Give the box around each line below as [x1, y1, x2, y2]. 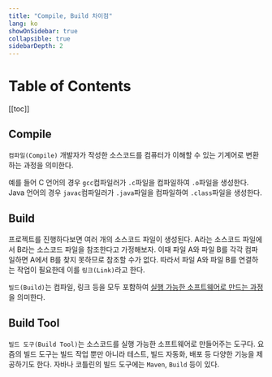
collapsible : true [8, 34, 71, 43]
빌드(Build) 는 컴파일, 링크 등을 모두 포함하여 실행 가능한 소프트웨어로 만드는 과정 [8, 282, 264, 292]
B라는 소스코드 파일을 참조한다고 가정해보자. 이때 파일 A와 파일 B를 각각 [16, 245, 244, 254]
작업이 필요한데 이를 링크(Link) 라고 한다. [16, 265, 145, 275]
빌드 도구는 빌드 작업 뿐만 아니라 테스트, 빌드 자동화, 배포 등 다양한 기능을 [23, 349, 255, 358]
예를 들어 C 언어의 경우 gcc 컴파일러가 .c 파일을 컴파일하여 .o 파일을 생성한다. [8, 177, 249, 187]
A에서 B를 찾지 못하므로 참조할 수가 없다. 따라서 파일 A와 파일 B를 [29, 254, 237, 264]
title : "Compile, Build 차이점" [8, 11, 113, 20]
